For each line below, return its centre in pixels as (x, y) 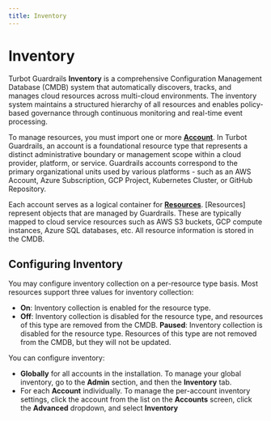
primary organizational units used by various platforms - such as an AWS (130, 172)
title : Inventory (38, 16)
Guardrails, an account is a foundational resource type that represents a (128, 146)
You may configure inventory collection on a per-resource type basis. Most (133, 283)
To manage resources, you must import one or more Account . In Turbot (128, 137)
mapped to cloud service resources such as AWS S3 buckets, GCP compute (135, 221)
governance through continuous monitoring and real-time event (137, 113)
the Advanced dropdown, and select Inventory (99, 408)
